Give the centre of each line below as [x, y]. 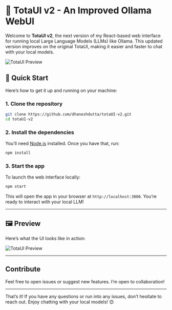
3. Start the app [25, 166]
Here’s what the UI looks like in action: [46, 238]
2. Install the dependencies [40, 132]
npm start [16, 187]
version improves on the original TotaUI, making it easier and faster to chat [84, 46]
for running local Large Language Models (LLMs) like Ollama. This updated [84, 41]
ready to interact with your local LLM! [45, 202]
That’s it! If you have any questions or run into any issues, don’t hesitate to [84, 296]
